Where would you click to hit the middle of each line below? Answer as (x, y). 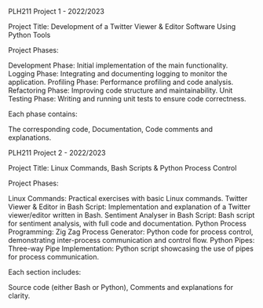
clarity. (19, 295)
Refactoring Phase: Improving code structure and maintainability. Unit (121, 90)
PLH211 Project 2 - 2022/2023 (57, 153)
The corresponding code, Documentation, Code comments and (111, 129)
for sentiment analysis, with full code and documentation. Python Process (128, 224)
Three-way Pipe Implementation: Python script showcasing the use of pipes (131, 248)
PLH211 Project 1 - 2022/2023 (56, 11)
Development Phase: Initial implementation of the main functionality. (118, 65)
